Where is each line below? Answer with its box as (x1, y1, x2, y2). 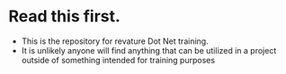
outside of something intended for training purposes (21, 54, 216, 65)
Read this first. (8, 6, 121, 27)
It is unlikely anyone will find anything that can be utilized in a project (21, 45, 277, 55)
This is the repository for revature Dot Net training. (21, 36, 209, 46)
